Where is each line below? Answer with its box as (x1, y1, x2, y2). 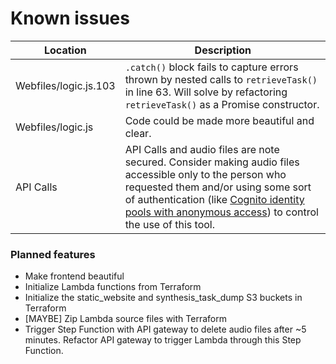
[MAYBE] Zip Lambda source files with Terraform (24, 313, 227, 325)
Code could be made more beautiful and (124, 113, 315, 127)
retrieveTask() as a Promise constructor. (124, 97, 320, 111)
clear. (124, 126, 152, 140)
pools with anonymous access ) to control (124, 205, 319, 219)
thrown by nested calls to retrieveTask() (124, 72, 318, 86)
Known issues (10, 7, 130, 30)
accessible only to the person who (124, 167, 287, 181)
